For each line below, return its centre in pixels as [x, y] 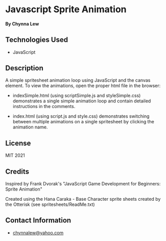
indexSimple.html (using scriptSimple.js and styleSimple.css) [77, 96]
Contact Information [38, 220]
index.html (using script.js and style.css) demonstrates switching [81, 116]
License [18, 143]
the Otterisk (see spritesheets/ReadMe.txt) [50, 204]
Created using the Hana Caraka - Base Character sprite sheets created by [83, 199]
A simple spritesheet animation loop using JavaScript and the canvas [78, 81]
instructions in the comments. [44, 106]
